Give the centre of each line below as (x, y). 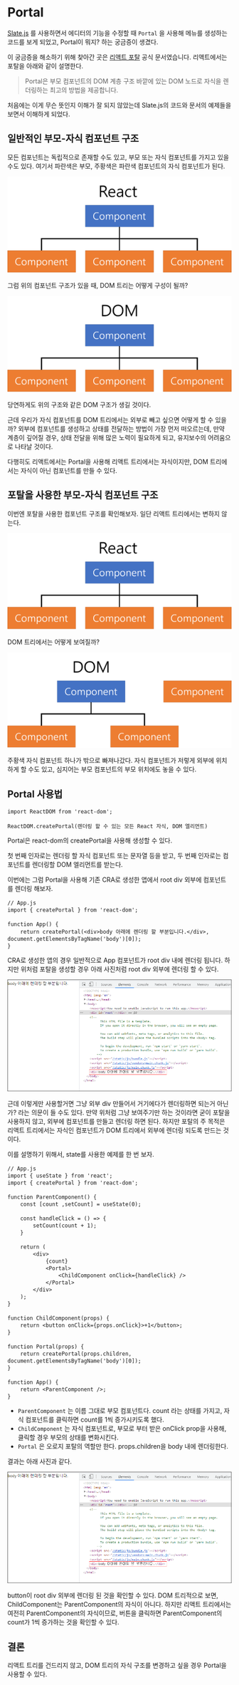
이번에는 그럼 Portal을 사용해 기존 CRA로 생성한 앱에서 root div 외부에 (105, 880)
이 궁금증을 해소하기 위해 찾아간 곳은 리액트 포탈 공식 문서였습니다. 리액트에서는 (117, 57)
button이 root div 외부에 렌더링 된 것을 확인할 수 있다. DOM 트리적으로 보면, (113, 1595)
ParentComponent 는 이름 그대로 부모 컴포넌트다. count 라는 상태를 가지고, (120, 1410)
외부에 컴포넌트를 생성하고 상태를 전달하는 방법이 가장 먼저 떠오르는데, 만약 (121, 429)
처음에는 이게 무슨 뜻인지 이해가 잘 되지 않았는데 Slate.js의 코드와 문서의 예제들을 (119, 105)
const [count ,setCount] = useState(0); (81, 1204)
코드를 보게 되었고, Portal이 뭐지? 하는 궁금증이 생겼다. (83, 42)
